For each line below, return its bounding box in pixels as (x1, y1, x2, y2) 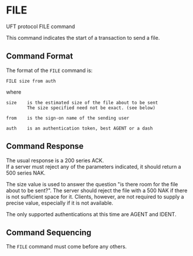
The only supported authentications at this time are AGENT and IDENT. (6, 210, 177, 217)
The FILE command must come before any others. (6, 243, 127, 250)
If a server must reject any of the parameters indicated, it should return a (6, 163, 181, 170)
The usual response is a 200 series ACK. (6, 156, 104, 164)
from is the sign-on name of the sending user (6, 115, 130, 121)
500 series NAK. (6, 169, 46, 176)
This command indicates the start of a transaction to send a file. (6, 34, 160, 41)
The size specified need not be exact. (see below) (27, 105, 156, 111)
